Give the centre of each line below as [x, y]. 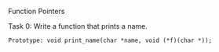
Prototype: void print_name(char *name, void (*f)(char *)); [110, 40]
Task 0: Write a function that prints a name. [78, 26]
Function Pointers [36, 11]
